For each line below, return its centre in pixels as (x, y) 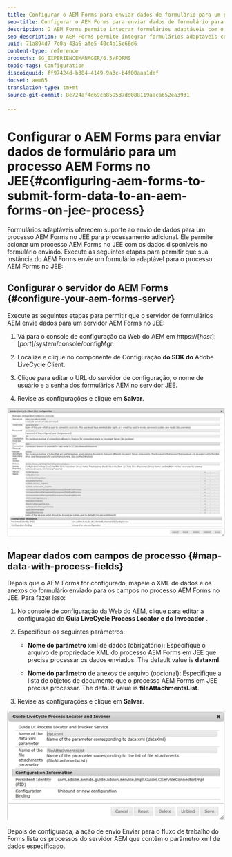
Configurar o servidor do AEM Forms (88, 288)
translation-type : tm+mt (43, 87)
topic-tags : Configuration (46, 66)
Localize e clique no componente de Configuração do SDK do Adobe (115, 357)
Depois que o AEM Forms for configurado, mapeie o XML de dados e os (109, 583)
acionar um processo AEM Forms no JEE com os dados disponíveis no (108, 245)
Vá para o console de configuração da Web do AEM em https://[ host (115, 336)
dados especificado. (36, 846)
